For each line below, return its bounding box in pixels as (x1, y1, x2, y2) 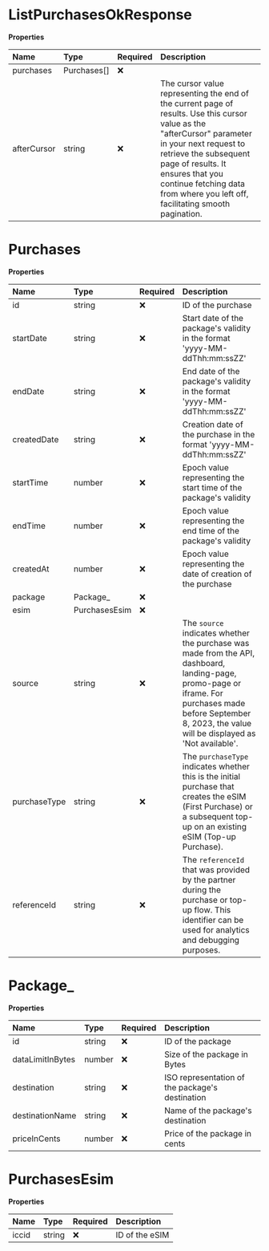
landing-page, (182, 668, 237, 679)
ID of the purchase (182, 299, 252, 311)
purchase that (182, 781, 235, 792)
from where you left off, (159, 188, 249, 199)
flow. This (194, 904, 231, 916)
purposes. (182, 944, 221, 956)
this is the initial (182, 770, 241, 782)
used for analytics (182, 924, 250, 936)
